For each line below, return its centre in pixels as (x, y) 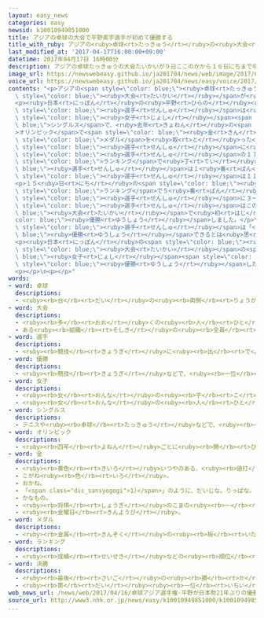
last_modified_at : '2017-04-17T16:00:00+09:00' (88, 52)
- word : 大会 (28, 307)
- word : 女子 (28, 381)
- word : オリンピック (40, 432)
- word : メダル (31, 520)
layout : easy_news (38, 15)
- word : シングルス (37, 410)
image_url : (26, 74)
